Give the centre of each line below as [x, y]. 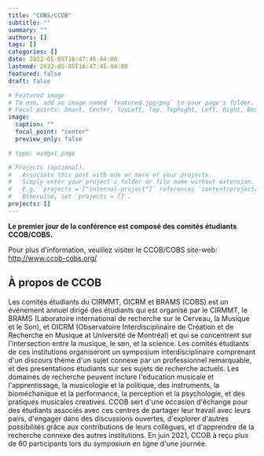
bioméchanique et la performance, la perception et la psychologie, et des [126, 393]
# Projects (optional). [47, 167]
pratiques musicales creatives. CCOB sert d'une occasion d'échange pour [128, 402]
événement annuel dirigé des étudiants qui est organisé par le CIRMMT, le [128, 310]
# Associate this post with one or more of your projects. [110, 175]
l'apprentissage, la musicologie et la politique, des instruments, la [114, 385]
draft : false [29, 81]
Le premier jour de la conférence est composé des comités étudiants [123, 226]
